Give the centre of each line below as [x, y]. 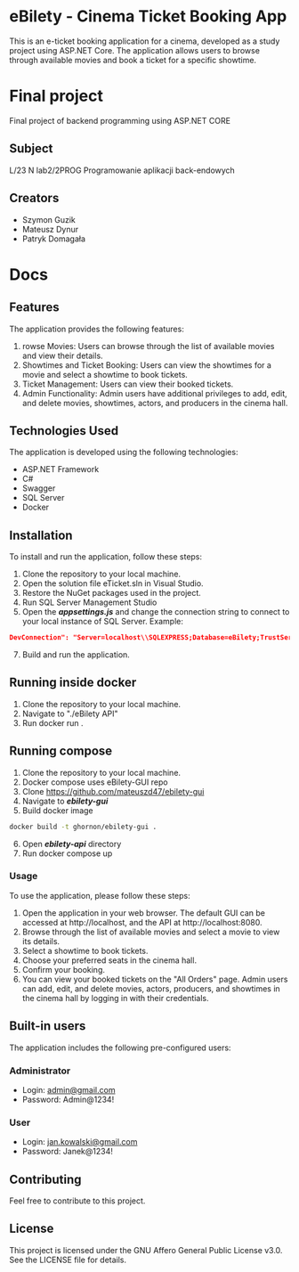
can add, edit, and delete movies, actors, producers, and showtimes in [151, 988]
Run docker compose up [67, 853]
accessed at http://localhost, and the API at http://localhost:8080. [142, 922]
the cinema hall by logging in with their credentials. [115, 998]
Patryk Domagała [54, 239]
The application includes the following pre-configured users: [120, 1048]
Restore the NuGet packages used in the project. [112, 593]
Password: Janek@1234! [67, 1152]
